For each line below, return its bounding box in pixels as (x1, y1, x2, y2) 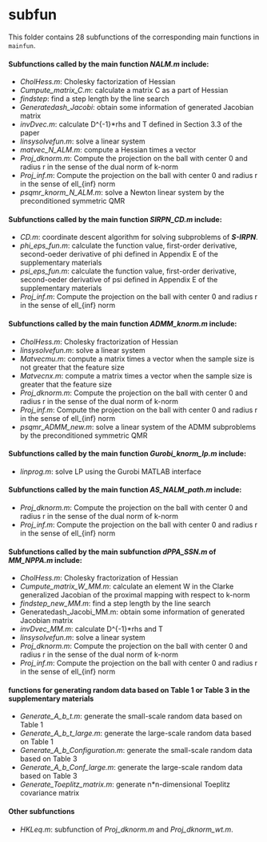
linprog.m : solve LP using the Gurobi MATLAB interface (19, 467, 201, 476)
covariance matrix (19, 788, 80, 798)
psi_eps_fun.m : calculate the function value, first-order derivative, (19, 266, 237, 276)
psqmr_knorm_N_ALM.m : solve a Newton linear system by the (19, 188, 225, 197)
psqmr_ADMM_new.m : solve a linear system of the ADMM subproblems (19, 422, 257, 431)
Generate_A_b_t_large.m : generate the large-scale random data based (19, 728, 252, 739)
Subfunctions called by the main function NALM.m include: (8, 59, 209, 69)
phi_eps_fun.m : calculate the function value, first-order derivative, (19, 241, 237, 250)
